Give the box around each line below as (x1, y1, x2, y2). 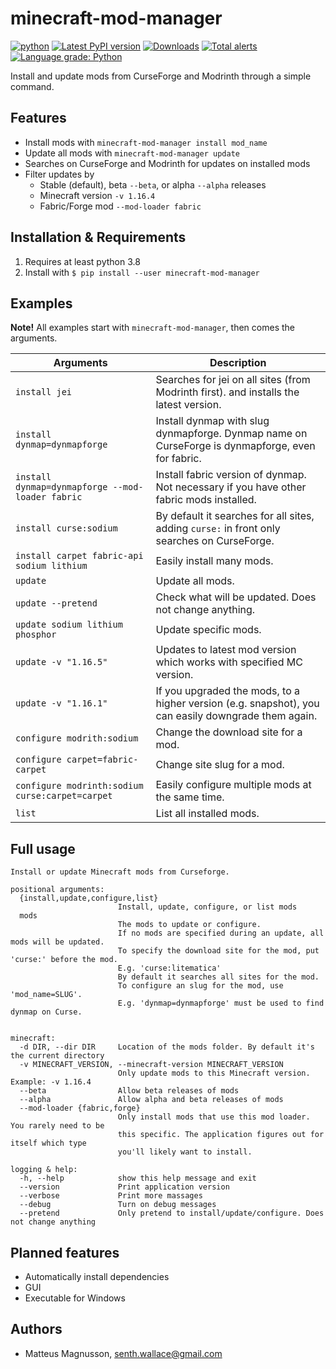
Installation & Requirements (10, 229, 187, 246)
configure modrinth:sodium (15, 780, 144, 792)
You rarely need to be (10, 1121, 105, 1131)
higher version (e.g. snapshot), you (155, 697, 320, 711)
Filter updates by (24, 168, 95, 180)
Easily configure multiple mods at (155, 778, 312, 792)
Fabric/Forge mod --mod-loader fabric (39, 200, 202, 212)
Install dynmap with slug (155, 414, 270, 428)
